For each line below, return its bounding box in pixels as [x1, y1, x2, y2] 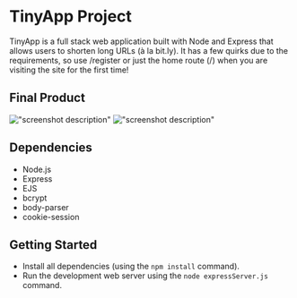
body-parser [22, 201, 69, 212]
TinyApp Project [9, 6, 133, 27]
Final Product [9, 90, 85, 106]
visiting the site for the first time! [9, 64, 129, 75]
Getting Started [9, 237, 98, 252]
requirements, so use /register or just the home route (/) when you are [9, 55, 268, 65]
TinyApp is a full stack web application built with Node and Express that [9, 36, 274, 47]
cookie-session [22, 211, 80, 222]
